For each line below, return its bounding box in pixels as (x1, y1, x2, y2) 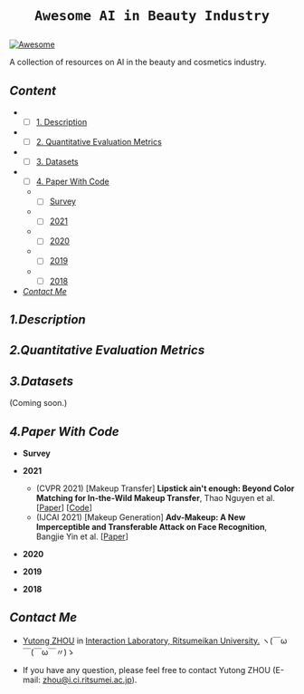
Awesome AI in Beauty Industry (34, 7, 270, 24)
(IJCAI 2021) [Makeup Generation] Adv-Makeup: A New (35, 511, 246, 523)
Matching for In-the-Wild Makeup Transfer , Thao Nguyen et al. (35, 492, 276, 503)
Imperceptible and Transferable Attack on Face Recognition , (35, 521, 268, 532)
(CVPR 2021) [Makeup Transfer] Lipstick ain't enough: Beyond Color (35, 483, 295, 494)
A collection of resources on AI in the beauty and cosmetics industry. (9, 57, 267, 68)
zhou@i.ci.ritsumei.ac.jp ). (42, 674, 138, 685)
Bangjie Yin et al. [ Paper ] (35, 531, 128, 542)
